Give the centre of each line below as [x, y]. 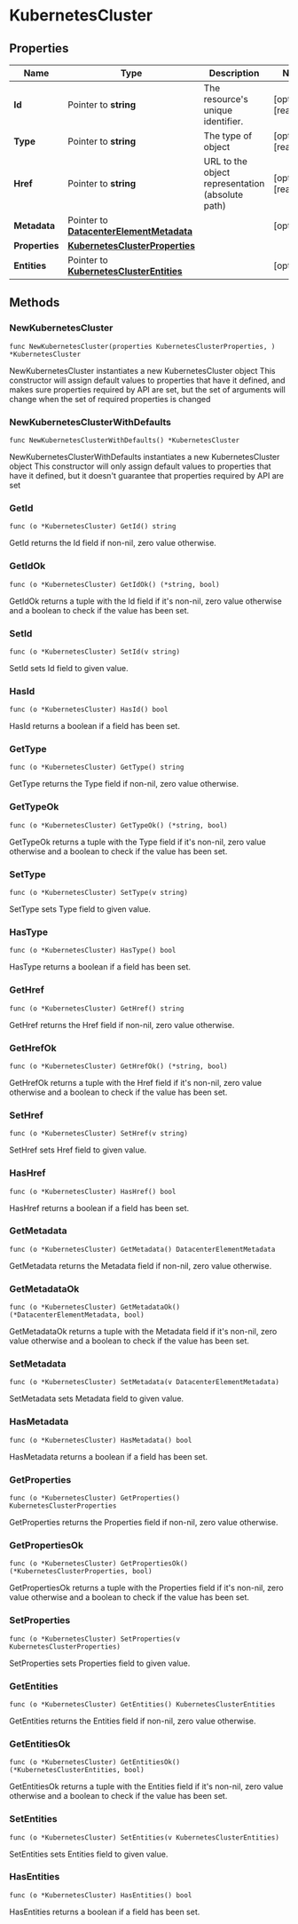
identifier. [223, 121]
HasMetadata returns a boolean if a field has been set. [109, 1456]
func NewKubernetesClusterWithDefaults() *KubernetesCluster [125, 440]
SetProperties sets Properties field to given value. [100, 1663]
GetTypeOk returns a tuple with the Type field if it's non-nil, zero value [137, 842]
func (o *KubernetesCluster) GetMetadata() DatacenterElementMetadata [142, 1249]
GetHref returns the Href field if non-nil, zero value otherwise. [122, 1025]
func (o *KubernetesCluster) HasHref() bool [93, 1192]
